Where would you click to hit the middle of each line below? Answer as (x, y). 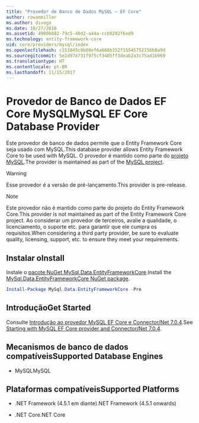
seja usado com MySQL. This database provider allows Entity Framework (94, 149)
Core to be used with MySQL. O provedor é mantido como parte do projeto (97, 156)
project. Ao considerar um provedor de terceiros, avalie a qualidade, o (92, 220)
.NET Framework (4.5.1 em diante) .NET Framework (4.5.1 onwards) (95, 403)
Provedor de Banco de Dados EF (86, 102)
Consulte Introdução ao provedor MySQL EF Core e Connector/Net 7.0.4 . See (99, 322)
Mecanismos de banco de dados (67, 347)
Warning (16, 174)
